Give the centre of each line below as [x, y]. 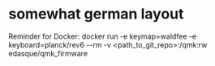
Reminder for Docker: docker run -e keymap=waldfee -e [103, 36]
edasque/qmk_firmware [48, 53]
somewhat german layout [96, 14]
